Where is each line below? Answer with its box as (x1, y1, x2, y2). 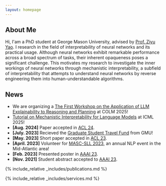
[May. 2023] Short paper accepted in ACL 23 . (12, 135, 107, 141)
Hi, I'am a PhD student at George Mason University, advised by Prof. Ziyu (5, 39, 156, 45)
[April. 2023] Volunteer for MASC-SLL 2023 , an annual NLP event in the (12, 140, 161, 147)
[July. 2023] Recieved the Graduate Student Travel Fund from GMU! (12, 130, 153, 136)
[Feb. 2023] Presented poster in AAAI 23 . (12, 151, 98, 157)
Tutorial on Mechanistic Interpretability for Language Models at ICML (12, 114, 154, 120)
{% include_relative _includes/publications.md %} (5, 166, 107, 172)
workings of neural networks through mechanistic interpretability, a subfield (5, 65, 161, 71)
